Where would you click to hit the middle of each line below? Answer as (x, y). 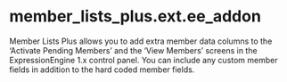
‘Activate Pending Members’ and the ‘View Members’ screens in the (133, 50)
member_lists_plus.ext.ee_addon (135, 16)
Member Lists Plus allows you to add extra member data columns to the (141, 41)
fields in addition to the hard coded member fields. (102, 70)
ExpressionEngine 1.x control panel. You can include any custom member (143, 60)
